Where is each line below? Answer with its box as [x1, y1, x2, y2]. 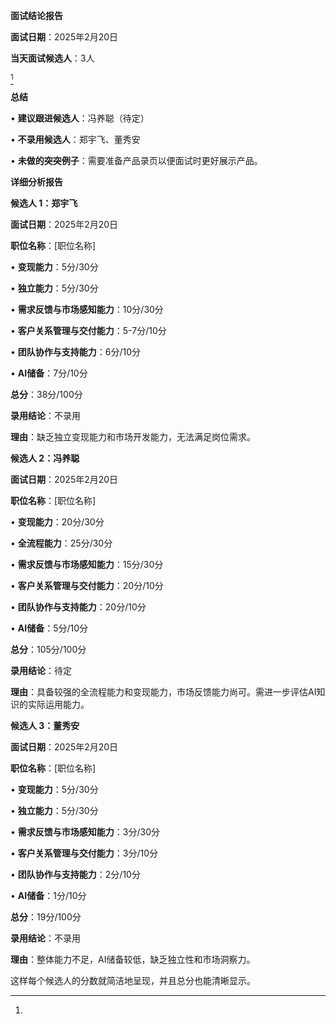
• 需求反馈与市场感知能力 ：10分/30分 [10, 304, 164, 315]
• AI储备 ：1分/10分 [10, 890, 87, 901]
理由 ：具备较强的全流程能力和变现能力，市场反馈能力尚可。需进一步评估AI [10, 686, 317, 698]
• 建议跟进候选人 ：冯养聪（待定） [10, 112, 150, 124]
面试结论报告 [10, 10, 63, 21]
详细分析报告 [10, 176, 63, 188]
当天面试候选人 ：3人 [10, 52, 95, 64]
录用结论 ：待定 [10, 665, 72, 676]
